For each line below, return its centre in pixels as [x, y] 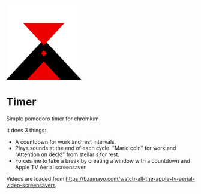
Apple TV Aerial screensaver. [51, 167]
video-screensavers [31, 185]
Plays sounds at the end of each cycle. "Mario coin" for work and [95, 148]
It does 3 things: [26, 130]
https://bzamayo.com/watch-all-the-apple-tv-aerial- [130, 178]
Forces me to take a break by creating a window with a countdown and [102, 160]
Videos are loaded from [35, 178]
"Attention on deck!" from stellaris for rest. [67, 154]
